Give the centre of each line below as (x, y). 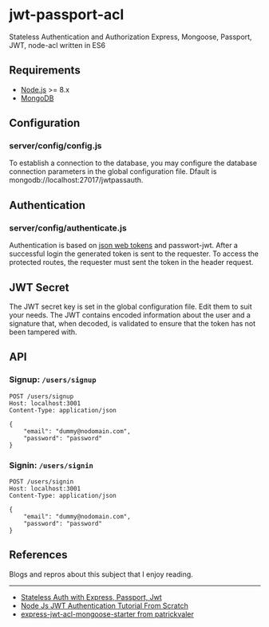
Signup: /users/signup (53, 380)
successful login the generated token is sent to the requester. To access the (134, 254)
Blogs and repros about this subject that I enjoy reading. (101, 574)
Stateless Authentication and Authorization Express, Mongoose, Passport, (131, 37)
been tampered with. (44, 332)
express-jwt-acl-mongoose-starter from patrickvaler (107, 614)
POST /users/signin (42, 481)
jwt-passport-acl (67, 15)
